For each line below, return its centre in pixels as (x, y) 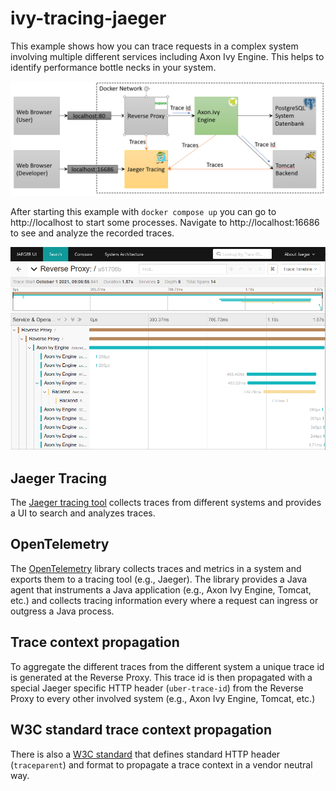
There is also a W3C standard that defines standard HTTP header (145, 754)
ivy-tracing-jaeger (88, 18)
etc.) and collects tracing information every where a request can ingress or (164, 600)
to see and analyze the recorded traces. (92, 233)
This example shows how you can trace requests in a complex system (154, 46)
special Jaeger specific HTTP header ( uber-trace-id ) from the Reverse (157, 688)
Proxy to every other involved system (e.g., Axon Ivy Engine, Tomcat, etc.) (163, 698)
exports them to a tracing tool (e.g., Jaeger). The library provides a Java (159, 579)
